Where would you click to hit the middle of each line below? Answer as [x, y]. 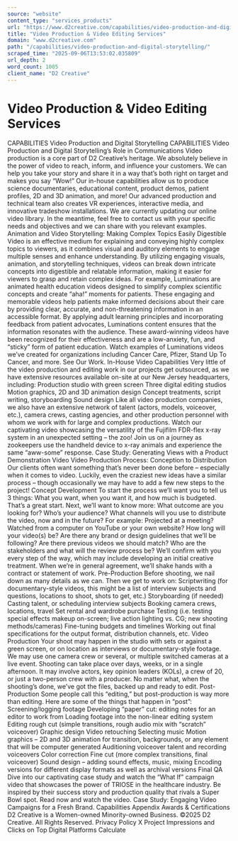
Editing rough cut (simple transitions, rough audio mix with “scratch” [107, 725]
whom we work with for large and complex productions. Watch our [104, 423]
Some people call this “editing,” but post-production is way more [135, 694]
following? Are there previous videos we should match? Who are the [107, 543]
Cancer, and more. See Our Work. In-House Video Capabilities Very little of [117, 362]
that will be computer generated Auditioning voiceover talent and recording [117, 747]
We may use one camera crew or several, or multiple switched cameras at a [118, 656]
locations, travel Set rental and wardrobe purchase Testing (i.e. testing [110, 611]
